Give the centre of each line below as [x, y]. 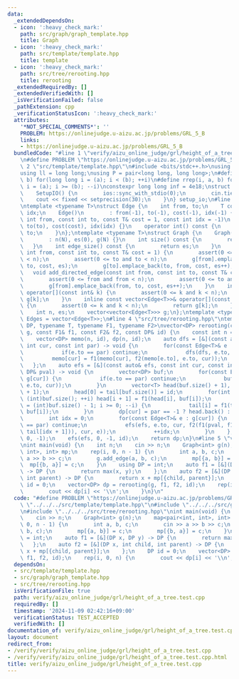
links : [30, 140]
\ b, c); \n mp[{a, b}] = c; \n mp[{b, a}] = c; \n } [124, 531]
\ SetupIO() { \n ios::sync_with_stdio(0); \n [103, 193]
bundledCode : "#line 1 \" [52, 153]
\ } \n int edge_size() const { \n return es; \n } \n [121, 246]
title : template [44, 61]
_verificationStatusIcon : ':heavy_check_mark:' [86, 113]
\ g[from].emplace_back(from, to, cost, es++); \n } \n [117, 286]
